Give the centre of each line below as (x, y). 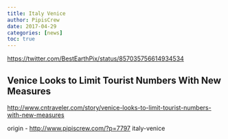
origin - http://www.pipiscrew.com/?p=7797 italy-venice (86, 128)
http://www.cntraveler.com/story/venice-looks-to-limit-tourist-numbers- (109, 107)
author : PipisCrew (33, 20)
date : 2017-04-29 (32, 26)
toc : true (21, 39)
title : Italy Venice (37, 13)
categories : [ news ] (35, 33)
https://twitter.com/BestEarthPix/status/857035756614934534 (95, 58)
